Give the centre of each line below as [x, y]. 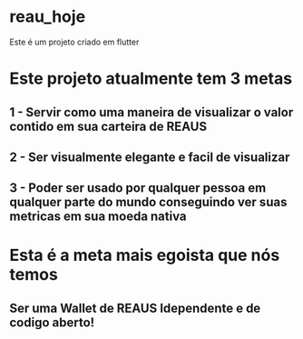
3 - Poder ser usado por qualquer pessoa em [138, 188]
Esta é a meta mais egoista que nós [145, 255]
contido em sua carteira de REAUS [108, 126]
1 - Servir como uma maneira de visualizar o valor [151, 112]
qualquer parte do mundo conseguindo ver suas [148, 202]
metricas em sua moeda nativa [98, 217]
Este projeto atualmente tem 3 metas [151, 79]
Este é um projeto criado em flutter [74, 42]
